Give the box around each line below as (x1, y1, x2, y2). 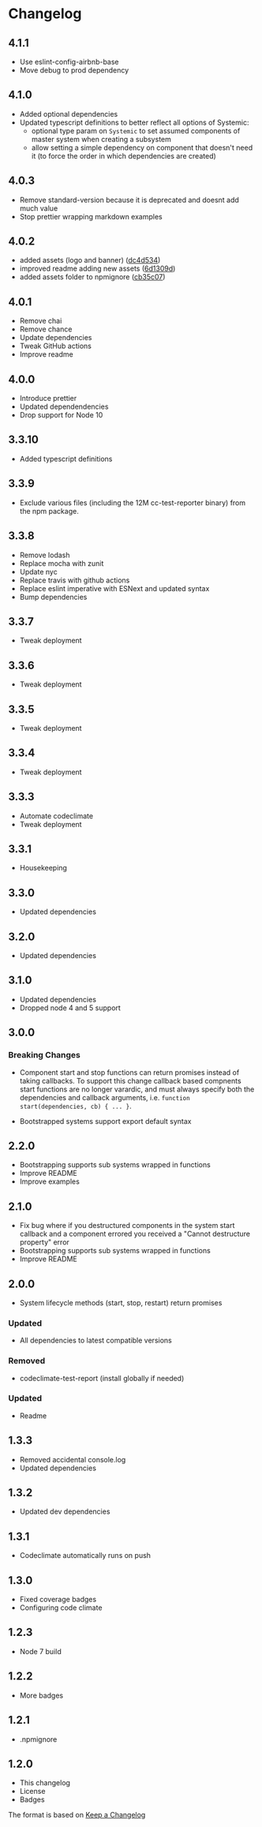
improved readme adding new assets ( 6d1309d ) (19, 264, 176, 273)
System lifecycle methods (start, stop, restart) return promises (19, 1297, 223, 1307)
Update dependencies (19, 333, 92, 343)
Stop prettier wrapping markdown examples (19, 212, 163, 221)
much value (19, 203, 58, 213)
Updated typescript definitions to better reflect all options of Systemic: (19, 118, 249, 127)
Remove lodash (19, 550, 70, 560)
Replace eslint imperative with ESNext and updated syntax (19, 583, 210, 593)
